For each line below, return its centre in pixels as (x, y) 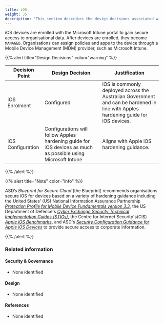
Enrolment (19, 106)
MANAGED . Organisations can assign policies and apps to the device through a (82, 43)
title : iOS (16, 10)
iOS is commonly (122, 84)
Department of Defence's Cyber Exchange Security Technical (67, 212)
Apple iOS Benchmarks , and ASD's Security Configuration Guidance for (77, 222)
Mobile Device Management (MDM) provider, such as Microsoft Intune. (76, 48)
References (17, 305)
